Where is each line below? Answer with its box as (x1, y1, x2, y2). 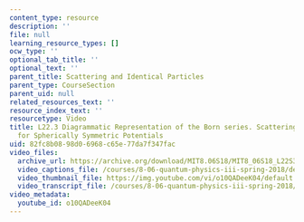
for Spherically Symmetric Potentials (17, 131, 165, 140)
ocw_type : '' (9, 47, 59, 56)
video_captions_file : (17, 165, 100, 174)
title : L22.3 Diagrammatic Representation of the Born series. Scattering (9, 123, 298, 132)
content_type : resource (9, 13, 100, 23)
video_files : (9, 148, 59, 157)
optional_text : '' (9, 64, 79, 73)
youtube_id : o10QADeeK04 (17, 198, 111, 208)
